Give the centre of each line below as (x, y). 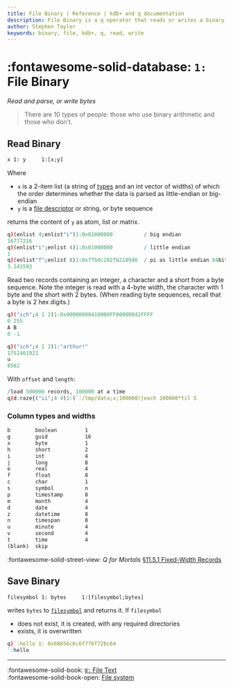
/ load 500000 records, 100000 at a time (67, 392)
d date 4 (48, 508)
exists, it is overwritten (49, 631)
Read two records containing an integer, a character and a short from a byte (115, 280)
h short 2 (48, 450)
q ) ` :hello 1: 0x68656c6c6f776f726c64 (62, 644)
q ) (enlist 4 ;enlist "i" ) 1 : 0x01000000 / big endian (94, 234)
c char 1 (48, 482)
